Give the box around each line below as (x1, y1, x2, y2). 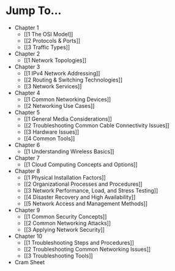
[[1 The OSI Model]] (23, 30, 73, 37)
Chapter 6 (14, 141, 40, 148)
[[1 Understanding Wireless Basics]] (23, 148, 114, 155)
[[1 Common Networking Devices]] (23, 96, 111, 103)
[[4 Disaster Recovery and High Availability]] (23, 193, 136, 200)
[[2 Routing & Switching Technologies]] (23, 76, 123, 83)
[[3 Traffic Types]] (23, 44, 70, 51)
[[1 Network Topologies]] (23, 56, 87, 64)
